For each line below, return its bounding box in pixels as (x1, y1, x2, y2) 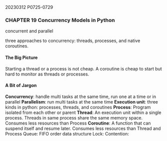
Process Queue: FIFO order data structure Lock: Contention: (5, 130, 129, 136)
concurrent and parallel (5, 28, 53, 34)
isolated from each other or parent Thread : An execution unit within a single (5, 109, 161, 115)
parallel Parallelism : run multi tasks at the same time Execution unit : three (5, 98, 158, 104)
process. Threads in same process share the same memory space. (5, 114, 143, 120)
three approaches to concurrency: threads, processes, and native (5, 37, 140, 44)
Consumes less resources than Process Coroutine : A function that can (5, 120, 151, 126)
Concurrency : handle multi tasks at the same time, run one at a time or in (5, 93, 156, 99)
